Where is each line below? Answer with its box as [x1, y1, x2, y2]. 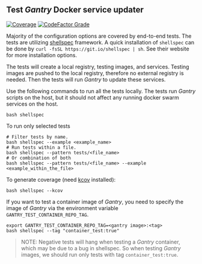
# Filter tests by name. [6, 134, 69, 140]
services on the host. [6, 100, 59, 107]
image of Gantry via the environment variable [6, 204, 118, 212]
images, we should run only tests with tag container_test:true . [20, 251, 179, 258]
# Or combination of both [6, 155, 71, 161]
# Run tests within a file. [6, 144, 77, 151]
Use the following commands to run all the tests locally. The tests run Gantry [6, 87, 196, 95]
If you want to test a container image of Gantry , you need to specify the [6, 198, 184, 205]
